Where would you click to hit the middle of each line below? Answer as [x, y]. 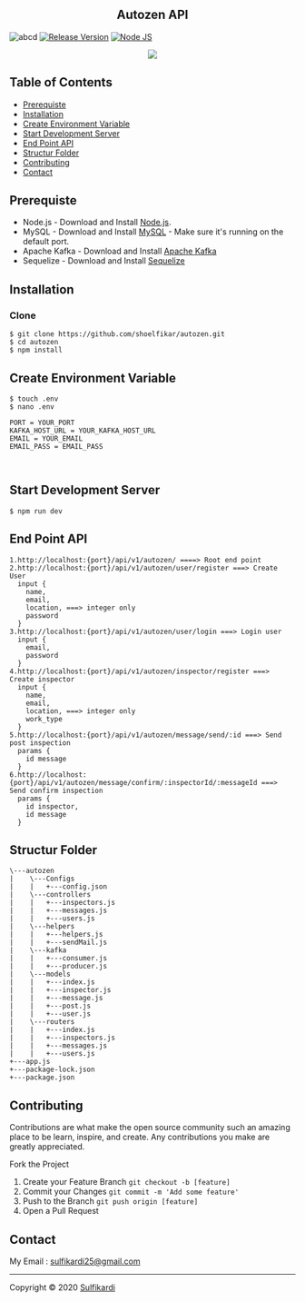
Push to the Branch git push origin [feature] [110, 1201]
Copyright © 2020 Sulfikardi [63, 1287]
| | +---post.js [50, 1006]
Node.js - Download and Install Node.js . [97, 223]
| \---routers [42, 1022]
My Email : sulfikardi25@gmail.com [75, 1261]
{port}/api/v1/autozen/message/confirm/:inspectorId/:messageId [133, 782]
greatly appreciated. [47, 1147]
